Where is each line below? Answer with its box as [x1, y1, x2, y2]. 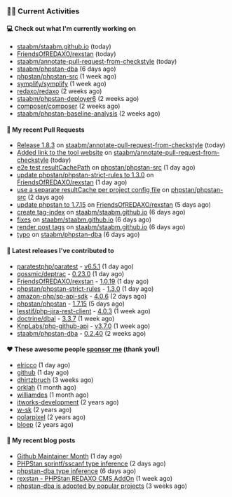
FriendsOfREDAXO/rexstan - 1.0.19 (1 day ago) [16, 277, 149, 285]
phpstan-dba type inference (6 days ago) [16, 466, 137, 475]
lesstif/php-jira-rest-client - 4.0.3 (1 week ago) [16, 306, 151, 315]
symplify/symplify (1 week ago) [16, 80, 107, 88]
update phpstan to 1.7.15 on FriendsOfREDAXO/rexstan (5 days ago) [16, 200, 212, 209]
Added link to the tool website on [16, 149, 113, 157]
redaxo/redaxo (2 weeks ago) [16, 87, 102, 95]
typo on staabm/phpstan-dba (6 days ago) [16, 231, 140, 239]
